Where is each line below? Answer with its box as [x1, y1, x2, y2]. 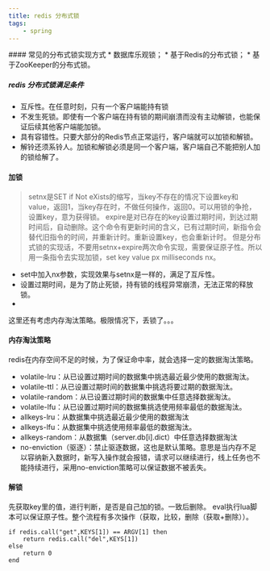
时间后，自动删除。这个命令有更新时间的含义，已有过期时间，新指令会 [27, 222, 262, 231]
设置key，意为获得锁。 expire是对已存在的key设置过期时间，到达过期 [27, 211, 258, 222]
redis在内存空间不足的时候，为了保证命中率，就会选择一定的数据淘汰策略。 [8, 354, 258, 364]
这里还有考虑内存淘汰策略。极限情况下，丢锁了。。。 [8, 315, 178, 325]
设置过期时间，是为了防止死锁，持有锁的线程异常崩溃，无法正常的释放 [19, 279, 254, 289]
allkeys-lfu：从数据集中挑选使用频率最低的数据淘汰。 [19, 422, 197, 431]
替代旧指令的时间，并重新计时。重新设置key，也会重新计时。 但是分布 [27, 231, 261, 242]
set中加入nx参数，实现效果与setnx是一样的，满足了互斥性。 [19, 269, 219, 279]
